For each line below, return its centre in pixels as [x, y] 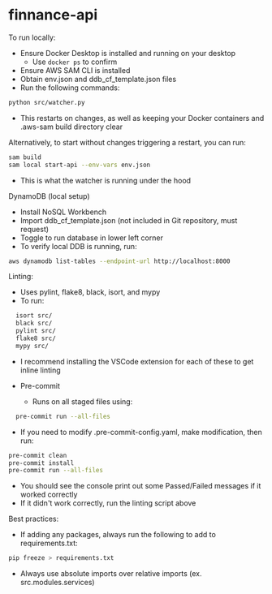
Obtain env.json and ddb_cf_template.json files [98, 79]
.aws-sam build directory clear [71, 127]
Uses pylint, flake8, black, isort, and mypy [90, 292]
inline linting [40, 370]
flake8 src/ [36, 338]
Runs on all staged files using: [82, 401]
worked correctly [49, 495]
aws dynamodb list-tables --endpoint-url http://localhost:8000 [119, 261]
